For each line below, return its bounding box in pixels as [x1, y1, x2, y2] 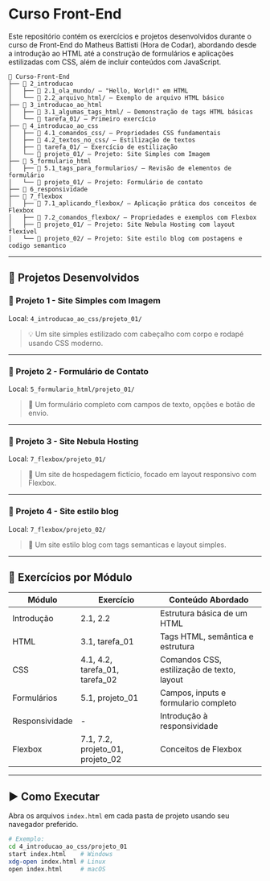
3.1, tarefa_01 [80, 636, 134, 648]
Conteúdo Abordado [168, 595, 249, 606]
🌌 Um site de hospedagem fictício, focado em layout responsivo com [27, 470, 257, 480]
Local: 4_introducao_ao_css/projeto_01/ [8, 313, 142, 323]
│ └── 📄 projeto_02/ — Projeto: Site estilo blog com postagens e [8, 234, 243, 242]
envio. [27, 408, 49, 418]
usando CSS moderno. [27, 338, 104, 348]
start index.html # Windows [8, 850, 113, 858]
